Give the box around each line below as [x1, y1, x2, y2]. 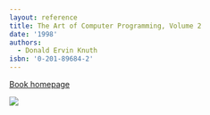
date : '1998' [9, 29, 58, 38]
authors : [9, 37, 42, 47]
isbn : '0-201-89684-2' [9, 54, 94, 63]
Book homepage [9, 79, 70, 89]
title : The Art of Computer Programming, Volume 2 [9, 21, 202, 30]
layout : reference [9, 12, 78, 22]
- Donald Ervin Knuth [17, 46, 98, 55]
